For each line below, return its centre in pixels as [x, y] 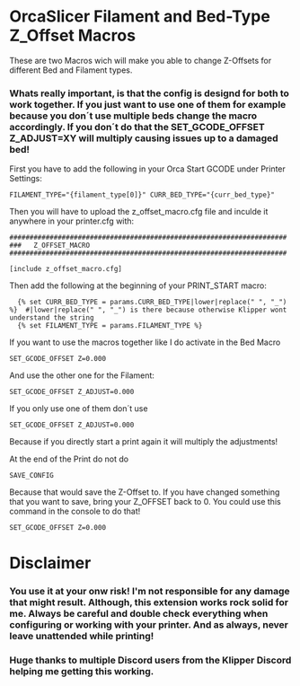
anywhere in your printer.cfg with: [72, 221]
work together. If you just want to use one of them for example [148, 104]
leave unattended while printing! [82, 637]
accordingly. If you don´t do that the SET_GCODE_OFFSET [137, 127]
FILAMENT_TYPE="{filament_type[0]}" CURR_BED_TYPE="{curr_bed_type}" [142, 195]
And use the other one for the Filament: [82, 375]
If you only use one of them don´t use [79, 409]
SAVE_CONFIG [31, 476]
